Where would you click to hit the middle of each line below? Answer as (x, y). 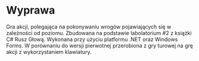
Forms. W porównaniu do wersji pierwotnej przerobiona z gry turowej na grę (100, 46)
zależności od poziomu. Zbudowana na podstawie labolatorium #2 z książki (99, 33)
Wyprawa (31, 10)
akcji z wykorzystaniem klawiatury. (49, 52)
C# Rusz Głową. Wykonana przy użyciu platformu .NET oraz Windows (92, 39)
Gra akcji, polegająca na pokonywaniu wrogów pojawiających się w (89, 27)
